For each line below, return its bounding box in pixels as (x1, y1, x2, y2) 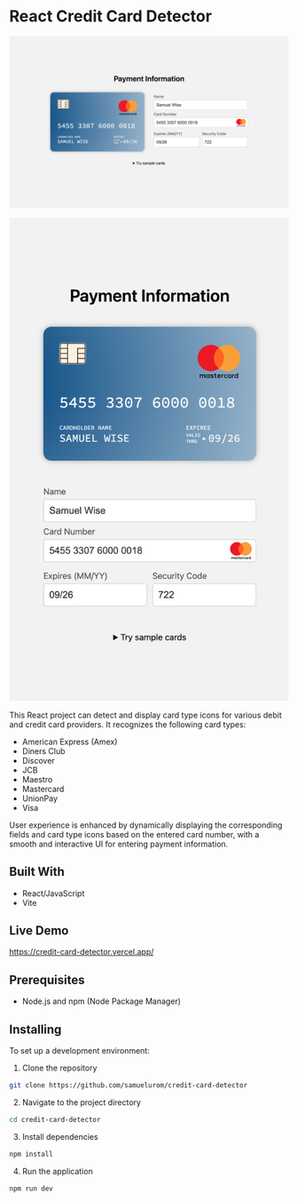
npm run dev (9, 1184, 53, 1193)
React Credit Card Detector (9, 6, 213, 27)
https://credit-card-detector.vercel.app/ (9, 947, 154, 958)
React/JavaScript (21, 887, 85, 899)
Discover (21, 755, 55, 765)
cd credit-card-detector (9, 1115, 101, 1124)
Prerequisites (9, 972, 85, 988)
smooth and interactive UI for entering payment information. (9, 838, 229, 849)
